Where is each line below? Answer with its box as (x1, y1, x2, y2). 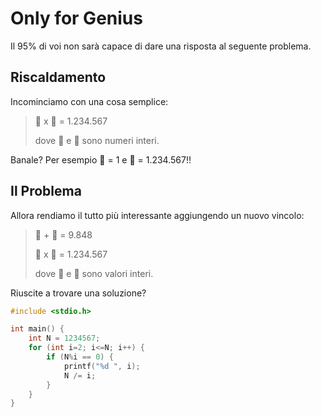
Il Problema (10, 183, 82, 200)
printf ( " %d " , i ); (63, 361, 141, 371)
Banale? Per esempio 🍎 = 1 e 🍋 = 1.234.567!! (10, 153, 192, 166)
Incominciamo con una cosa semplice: (10, 95, 169, 107)
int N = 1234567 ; (28, 333, 101, 344)
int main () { (10, 324, 65, 334)
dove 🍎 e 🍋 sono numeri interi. (34, 134, 160, 146)
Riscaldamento (10, 69, 107, 86)
